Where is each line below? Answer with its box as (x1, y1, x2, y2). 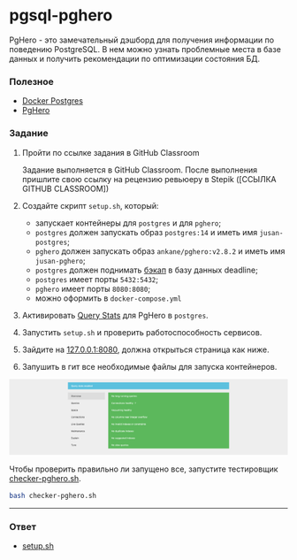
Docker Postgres (21, 96, 84, 106)
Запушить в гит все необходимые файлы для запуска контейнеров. (21, 361, 278, 372)
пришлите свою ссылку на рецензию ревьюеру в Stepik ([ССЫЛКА (21, 173, 277, 184)
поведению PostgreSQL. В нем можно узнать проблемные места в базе (9, 43, 281, 54)
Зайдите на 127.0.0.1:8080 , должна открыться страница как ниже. (21, 344, 270, 355)
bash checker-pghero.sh (9, 491, 97, 500)
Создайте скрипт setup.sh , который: (21, 200, 159, 211)
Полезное (9, 75, 55, 88)
